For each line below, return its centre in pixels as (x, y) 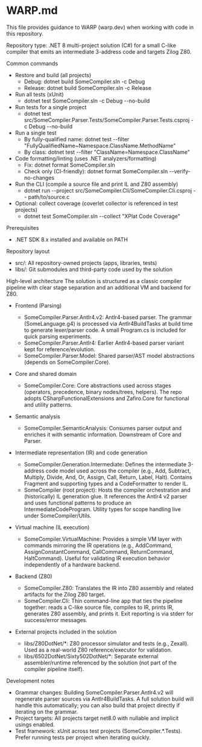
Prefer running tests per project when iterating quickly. (83, 737)
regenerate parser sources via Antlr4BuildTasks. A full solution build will (104, 699)
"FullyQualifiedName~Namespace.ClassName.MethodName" (100, 145)
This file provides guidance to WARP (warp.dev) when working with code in (100, 27)
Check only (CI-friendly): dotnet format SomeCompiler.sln (96, 171)
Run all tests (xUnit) (39, 94)
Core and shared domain (46, 373)
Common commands (32, 63)
